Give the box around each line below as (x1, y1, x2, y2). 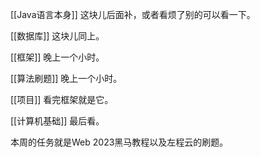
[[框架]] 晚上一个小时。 (10, 51, 105, 63)
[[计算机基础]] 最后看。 (10, 115, 105, 127)
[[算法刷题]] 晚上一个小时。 (10, 73, 123, 84)
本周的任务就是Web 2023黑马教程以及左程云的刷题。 (10, 136, 229, 148)
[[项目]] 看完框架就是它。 (10, 94, 114, 105)
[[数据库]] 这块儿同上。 (10, 30, 105, 42)
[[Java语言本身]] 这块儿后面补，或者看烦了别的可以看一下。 (10, 9, 256, 20)
